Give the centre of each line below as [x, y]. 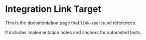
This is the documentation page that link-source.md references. [71, 23]
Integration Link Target [53, 9]
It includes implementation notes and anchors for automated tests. [73, 32]
